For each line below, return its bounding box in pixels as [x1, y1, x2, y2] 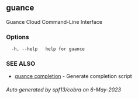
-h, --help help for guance [11, 46, 85, 52]
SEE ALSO [6, 59, 36, 68]
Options [6, 33, 29, 41]
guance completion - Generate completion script [14, 73, 133, 80]
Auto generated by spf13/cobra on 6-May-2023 [6, 86, 122, 93]
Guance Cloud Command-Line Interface [6, 18, 102, 25]
